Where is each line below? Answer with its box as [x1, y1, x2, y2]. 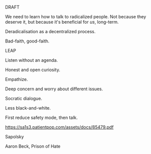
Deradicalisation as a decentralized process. [5, 29, 96, 34]
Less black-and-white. [5, 105, 51, 111]
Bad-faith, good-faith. [5, 38, 50, 44]
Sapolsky [5, 134, 24, 140]
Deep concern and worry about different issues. [5, 86, 103, 92]
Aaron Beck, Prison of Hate [5, 143, 61, 149]
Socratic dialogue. [5, 96, 43, 101]
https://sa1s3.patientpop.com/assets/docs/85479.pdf [5, 124, 114, 130]
